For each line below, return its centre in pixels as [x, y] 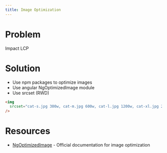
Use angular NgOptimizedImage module [53, 87]
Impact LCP [17, 48]
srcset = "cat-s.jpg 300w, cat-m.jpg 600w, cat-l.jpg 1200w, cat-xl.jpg [84, 107]
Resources [28, 131]
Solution [23, 68]
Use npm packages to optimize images [52, 82]
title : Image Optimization [33, 10]
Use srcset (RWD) [31, 93]
